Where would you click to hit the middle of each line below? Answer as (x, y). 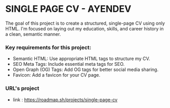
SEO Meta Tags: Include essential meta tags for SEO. (69, 64)
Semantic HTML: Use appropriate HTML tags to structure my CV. (81, 59)
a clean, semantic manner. (33, 34)
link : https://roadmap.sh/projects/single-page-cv (65, 100)
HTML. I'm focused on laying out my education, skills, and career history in (84, 28)
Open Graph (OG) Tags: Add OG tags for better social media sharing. (86, 69)
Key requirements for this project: (48, 47)
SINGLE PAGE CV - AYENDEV (68, 9)
